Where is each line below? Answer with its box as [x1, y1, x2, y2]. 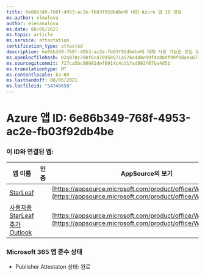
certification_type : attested [6, 43, 84, 50]
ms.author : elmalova [6, 15, 59, 21]
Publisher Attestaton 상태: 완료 [15, 263, 91, 270]
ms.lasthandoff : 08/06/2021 [6, 77, 78, 83]
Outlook [9, 228, 32, 237]
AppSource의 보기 [120, 170, 173, 178]
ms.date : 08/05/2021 [6, 26, 59, 32]
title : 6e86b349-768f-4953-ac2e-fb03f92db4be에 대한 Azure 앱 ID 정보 [6, 9, 182, 15]
